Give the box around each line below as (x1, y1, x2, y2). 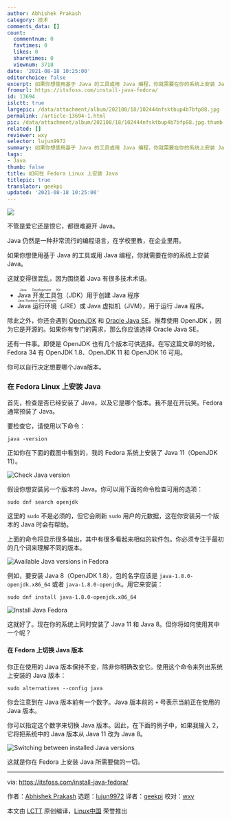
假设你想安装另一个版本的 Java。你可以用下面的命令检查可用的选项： (7, 485, 203, 493)
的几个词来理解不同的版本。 (7, 544, 86, 552)
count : (7, 29, 26, 36)
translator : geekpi (7, 183, 63, 190)
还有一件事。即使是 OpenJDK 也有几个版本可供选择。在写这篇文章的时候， (7, 340, 219, 348)
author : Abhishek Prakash (7, 10, 81, 17)
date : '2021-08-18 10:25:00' (7, 67, 91, 74)
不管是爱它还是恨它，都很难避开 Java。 (7, 222, 119, 231)
